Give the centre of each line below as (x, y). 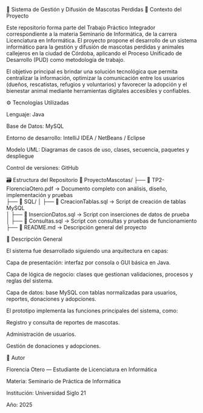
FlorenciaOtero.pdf (30, 189)
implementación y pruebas (40, 195)
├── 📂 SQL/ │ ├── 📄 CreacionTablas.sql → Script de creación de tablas (96, 201)
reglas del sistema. (30, 281)
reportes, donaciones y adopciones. (52, 299)
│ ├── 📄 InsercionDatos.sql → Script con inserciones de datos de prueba (98, 214)
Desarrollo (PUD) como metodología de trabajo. (66, 60)
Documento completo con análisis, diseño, (115, 189)
